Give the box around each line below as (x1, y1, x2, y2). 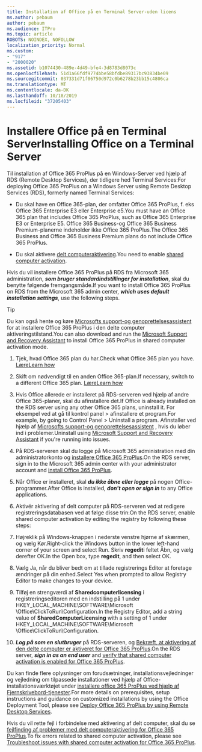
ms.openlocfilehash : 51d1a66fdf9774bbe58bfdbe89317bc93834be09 (7, 70, 169, 76)
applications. (15, 491, 47, 498)
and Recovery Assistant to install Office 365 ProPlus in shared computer (7, 336, 186, 344)
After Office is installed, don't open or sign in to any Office (47, 484, 193, 492)
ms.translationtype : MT (7, 82, 67, 88)
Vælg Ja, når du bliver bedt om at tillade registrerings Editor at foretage (15, 564, 192, 572)
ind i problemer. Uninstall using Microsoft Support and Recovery (15, 429, 173, 436)
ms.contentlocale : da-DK (7, 87, 69, 93)
